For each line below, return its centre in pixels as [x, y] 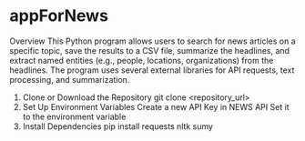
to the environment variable [74, 116]
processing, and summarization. [70, 79]
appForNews [59, 16]
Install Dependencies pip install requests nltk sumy [118, 126]
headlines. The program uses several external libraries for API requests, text [152, 70]
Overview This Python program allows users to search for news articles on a [152, 41]
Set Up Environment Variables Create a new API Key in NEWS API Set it [156, 106]
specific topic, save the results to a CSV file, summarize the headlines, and [149, 50]
